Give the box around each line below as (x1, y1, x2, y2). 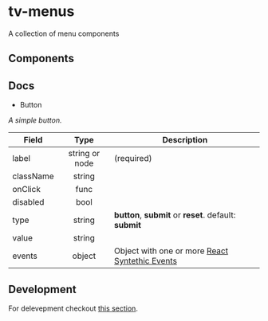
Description (162, 135, 208, 146)
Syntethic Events (114, 256, 178, 267)
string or (68, 148, 100, 159)
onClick (12, 184, 41, 195)
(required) (114, 153, 152, 164)
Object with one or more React (114, 245, 229, 256)
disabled (12, 197, 45, 208)
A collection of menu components (8, 29, 120, 38)
